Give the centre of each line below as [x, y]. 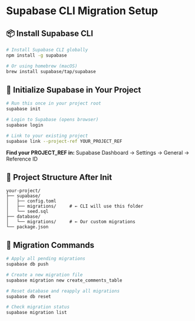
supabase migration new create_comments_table [64, 280]
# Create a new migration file [44, 275]
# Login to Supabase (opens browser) [52, 120]
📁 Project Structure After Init [59, 177]
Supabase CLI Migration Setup [82, 11]
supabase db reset [29, 296]
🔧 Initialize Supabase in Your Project [74, 90]
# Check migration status [38, 307]
